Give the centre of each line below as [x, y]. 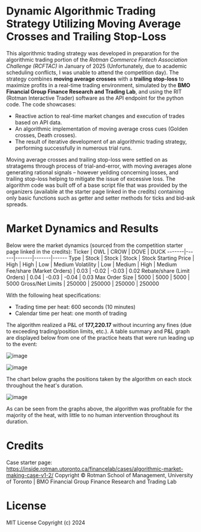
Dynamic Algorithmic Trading [81, 11]
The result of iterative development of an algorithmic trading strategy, [101, 141]
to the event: [22, 344]
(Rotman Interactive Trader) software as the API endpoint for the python [95, 98]
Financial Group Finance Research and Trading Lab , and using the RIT [94, 91]
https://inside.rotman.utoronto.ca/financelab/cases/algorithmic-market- [95, 469]
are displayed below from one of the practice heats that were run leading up [100, 337]
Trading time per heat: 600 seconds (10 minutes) [75, 307]
